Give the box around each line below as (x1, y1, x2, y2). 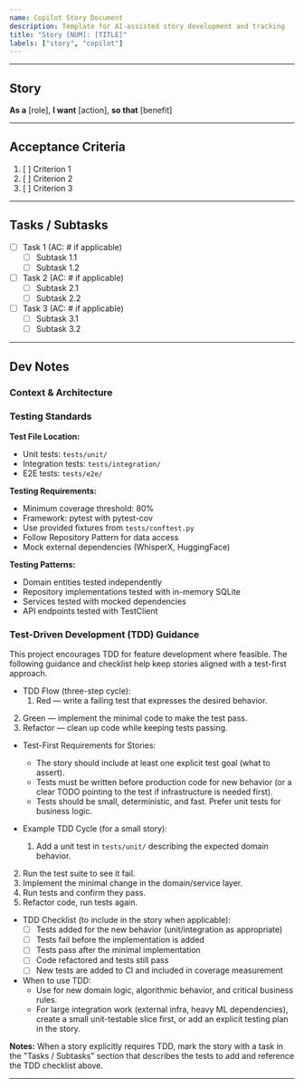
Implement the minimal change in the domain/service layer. (22, 878, 242, 889)
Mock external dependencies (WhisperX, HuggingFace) (22, 541, 231, 552)
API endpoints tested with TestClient (22, 605, 158, 617)
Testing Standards (9, 410, 92, 423)
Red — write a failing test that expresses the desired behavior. (35, 695, 268, 706)
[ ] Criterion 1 (22, 163, 71, 174)
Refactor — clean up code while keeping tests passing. (22, 723, 228, 733)
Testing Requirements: (9, 485, 97, 496)
